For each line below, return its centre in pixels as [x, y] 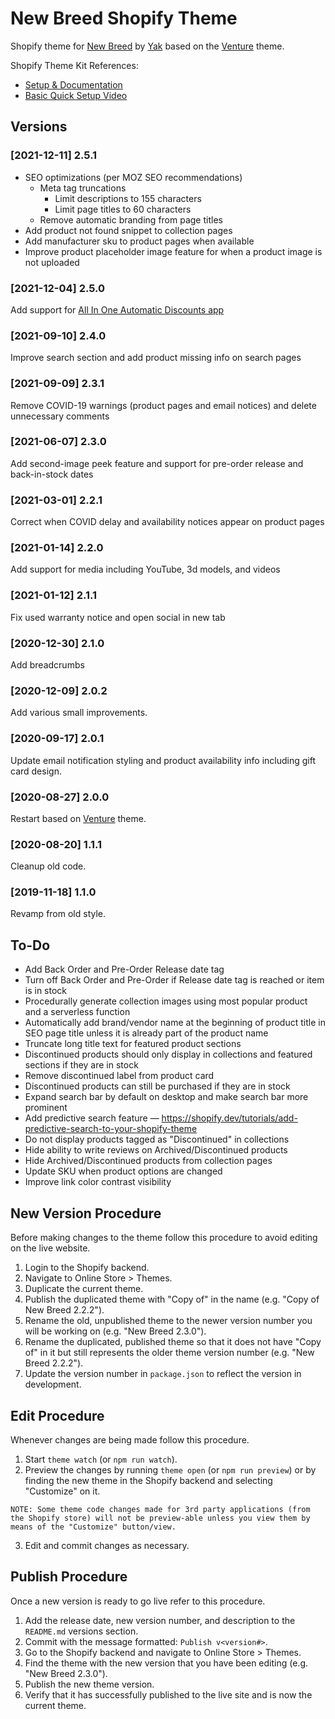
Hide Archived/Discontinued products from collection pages [148, 1161]
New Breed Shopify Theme [124, 18]
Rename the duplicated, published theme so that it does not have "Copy [173, 1342]
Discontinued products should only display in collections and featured [168, 1054]
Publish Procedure [69, 1577]
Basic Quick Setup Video [76, 95]
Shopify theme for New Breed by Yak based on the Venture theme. [147, 46]
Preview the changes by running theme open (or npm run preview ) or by [170, 1469]
